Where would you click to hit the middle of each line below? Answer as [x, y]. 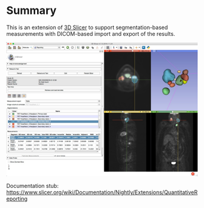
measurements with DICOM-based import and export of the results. [91, 33]
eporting [17, 199]
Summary [31, 11]
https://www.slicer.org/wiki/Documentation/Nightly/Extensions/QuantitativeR [102, 192]
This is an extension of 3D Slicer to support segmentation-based [87, 27]
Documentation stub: [32, 186]
